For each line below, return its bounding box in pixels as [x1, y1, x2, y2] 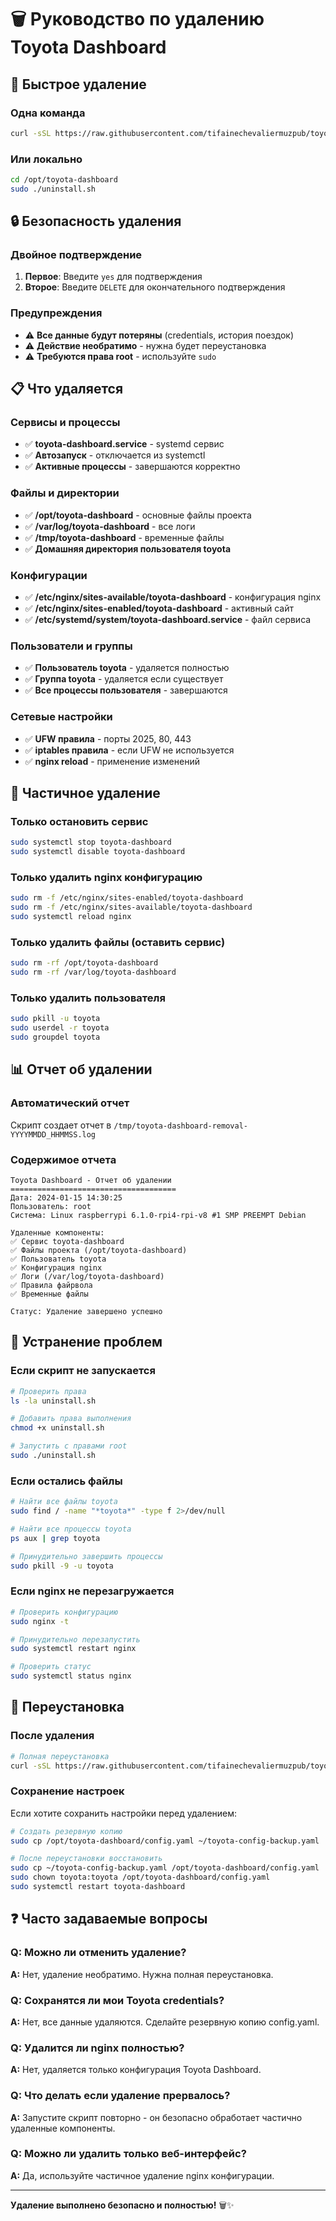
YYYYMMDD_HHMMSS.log [10, 1129, 97, 1140]
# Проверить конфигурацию [10, 1607, 118, 1617]
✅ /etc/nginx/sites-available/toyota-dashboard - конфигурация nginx [24, 591, 322, 603]
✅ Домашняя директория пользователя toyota [24, 542, 232, 555]
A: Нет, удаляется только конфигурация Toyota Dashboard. [10, 2064, 262, 2076]
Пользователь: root [10, 1201, 92, 1211]
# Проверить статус [10, 1662, 92, 1672]
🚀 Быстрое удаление [10, 76, 147, 93]
